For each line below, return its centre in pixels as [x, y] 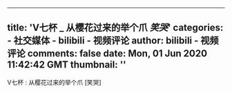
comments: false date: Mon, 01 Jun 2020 [117, 53]
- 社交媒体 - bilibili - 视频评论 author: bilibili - [103, 41]
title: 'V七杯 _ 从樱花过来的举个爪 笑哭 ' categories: [115, 28]
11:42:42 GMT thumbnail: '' [67, 65]
